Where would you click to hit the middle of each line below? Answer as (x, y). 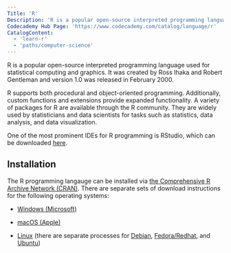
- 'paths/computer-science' (54, 45)
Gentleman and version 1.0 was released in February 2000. (90, 79)
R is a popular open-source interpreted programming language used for (109, 65)
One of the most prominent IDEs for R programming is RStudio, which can (111, 135)
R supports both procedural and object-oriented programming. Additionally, (114, 93)
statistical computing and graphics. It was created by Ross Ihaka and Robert (115, 72)
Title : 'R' (23, 13)
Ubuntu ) (29, 243)
